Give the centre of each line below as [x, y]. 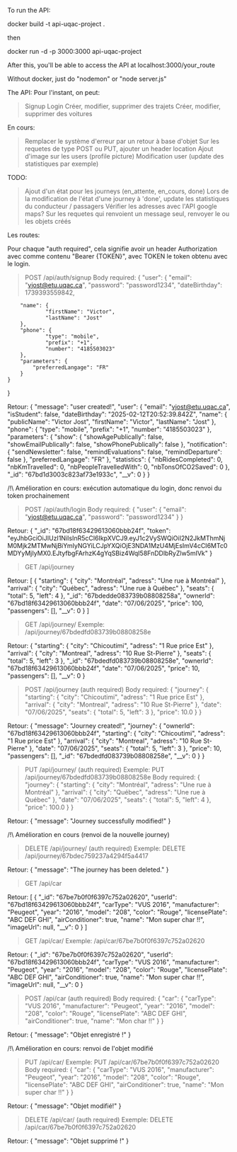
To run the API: [29, 10]
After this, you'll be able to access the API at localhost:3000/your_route [111, 65]
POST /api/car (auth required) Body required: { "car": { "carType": [120, 998]
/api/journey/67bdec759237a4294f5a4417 [86, 856]
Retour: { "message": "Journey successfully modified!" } [89, 821]
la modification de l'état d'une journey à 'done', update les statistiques [127, 199]
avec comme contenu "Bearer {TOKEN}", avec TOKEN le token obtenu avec [117, 256]
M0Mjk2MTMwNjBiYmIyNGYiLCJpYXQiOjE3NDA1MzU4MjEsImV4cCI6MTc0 [117, 546]
